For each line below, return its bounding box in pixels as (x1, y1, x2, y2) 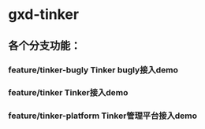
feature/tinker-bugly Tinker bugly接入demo (8, 64, 179, 76)
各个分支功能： (8, 39, 81, 52)
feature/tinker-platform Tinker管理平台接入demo (8, 110, 198, 121)
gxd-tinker (8, 6, 80, 24)
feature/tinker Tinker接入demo (8, 87, 129, 98)
